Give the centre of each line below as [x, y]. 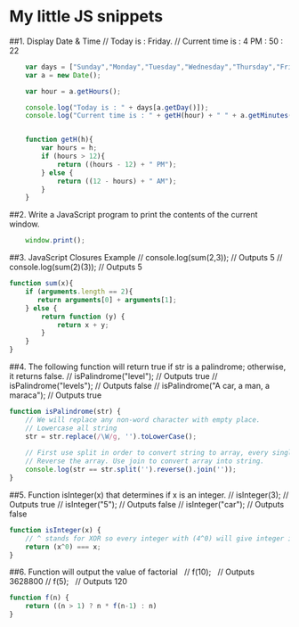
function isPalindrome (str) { [65, 412]
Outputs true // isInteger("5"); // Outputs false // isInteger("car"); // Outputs [147, 504]
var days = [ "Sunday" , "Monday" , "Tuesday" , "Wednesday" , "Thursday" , [151, 67]
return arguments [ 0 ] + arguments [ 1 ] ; [107, 300]
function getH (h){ [59, 140]
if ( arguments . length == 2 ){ [79, 292]
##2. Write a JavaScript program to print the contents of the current [133, 215]
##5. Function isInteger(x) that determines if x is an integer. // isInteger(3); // [149, 495]
